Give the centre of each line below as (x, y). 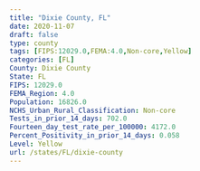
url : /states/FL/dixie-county (67, 152)
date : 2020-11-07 (42, 26)
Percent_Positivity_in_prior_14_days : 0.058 (95, 136)
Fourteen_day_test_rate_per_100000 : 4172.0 (93, 128)
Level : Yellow (36, 144)
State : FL (28, 77)
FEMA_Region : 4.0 (42, 93)
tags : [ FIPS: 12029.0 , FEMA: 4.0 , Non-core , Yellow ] (101, 52)
